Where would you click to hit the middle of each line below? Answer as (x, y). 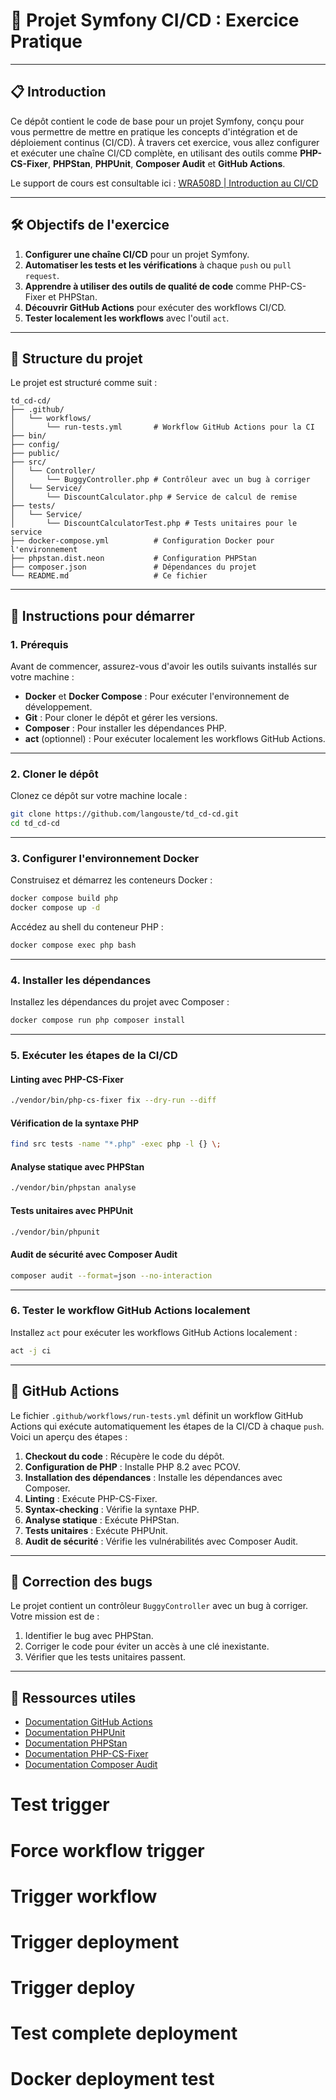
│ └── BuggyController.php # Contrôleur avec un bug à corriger (160, 480)
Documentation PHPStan (76, 1743)
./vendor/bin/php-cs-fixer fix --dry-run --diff (113, 1100)
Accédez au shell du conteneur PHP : (87, 927)
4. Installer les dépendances (81, 980)
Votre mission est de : (55, 1616)
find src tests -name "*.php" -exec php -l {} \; (116, 1144)
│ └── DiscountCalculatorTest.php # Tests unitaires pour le (154, 524)
